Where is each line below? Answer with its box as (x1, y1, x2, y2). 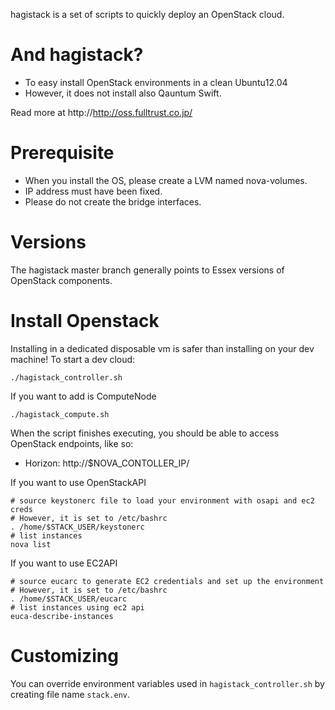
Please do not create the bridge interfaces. (24, 195, 202, 208)
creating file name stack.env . (10, 688, 131, 700)
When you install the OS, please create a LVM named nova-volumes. (24, 174, 308, 186)
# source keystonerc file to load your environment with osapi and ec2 (10, 495, 315, 506)
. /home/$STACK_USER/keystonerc (10, 522, 145, 532)
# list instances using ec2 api (10, 602, 145, 613)
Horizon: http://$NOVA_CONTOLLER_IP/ (24, 457, 190, 469)
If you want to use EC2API (10, 557, 118, 569)
